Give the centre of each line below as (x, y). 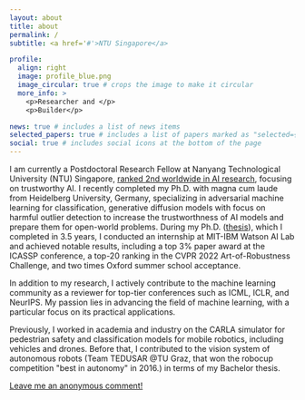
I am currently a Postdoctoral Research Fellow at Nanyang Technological (145, 169)
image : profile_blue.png (64, 77)
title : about (34, 26)
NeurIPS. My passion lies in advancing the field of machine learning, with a (149, 302)
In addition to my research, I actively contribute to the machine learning (143, 283)
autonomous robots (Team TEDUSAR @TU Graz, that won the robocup (142, 358)
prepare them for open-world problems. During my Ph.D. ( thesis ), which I (146, 227)
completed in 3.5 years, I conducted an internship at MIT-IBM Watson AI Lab (152, 236)
